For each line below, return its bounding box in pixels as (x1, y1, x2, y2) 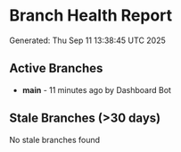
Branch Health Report (9, 5, 173, 26)
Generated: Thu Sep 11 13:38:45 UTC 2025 (9, 35, 167, 46)
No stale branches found (9, 134, 101, 145)
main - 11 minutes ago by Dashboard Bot (21, 84, 172, 95)
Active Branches (9, 61, 103, 76)
